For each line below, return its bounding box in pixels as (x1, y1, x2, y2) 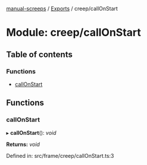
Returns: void (6, 141, 40, 148)
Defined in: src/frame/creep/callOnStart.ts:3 (6, 152, 114, 159)
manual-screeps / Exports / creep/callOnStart (6, 5, 118, 12)
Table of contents (6, 49, 73, 59)
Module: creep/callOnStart (6, 26, 142, 39)
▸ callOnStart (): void (6, 129, 57, 136)
